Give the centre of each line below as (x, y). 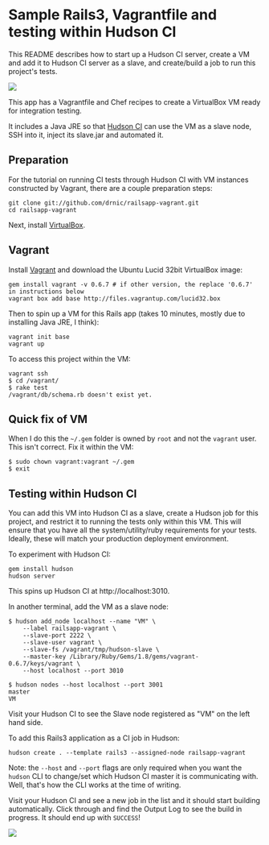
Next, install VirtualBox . (47, 225)
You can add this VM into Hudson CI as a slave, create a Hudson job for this (133, 513)
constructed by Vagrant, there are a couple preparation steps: (110, 188)
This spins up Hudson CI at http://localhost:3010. (89, 591)
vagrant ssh (28, 373)
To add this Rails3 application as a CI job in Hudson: (94, 738)
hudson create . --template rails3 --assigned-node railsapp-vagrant (127, 753)
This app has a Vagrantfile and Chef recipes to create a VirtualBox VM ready (134, 101)
